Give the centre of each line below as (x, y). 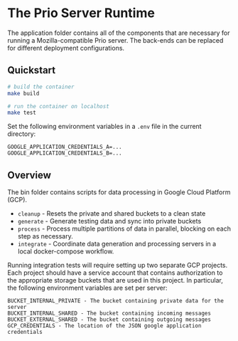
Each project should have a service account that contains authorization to (115, 273)
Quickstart (32, 70)
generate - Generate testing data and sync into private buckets (109, 221)
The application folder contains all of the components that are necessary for (119, 33)
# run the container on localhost (59, 106)
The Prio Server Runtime (81, 13)
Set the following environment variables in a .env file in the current (104, 127)
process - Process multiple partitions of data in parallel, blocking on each (124, 229)
